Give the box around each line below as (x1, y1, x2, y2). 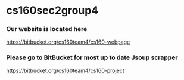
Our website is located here (6, 25, 88, 33)
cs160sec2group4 (6, 4, 99, 17)
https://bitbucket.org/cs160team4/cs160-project (6, 67, 125, 74)
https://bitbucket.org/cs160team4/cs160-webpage (6, 38, 130, 45)
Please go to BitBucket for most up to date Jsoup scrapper (6, 53, 178, 61)
